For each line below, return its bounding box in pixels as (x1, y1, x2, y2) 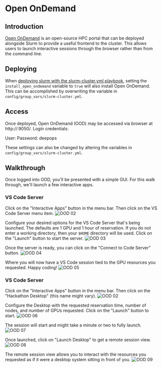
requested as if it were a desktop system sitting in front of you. (5, 357, 131, 363)
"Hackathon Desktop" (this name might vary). (5, 293, 96, 299)
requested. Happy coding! (5, 264, 57, 270)
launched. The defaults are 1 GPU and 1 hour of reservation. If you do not (5, 225, 151, 231)
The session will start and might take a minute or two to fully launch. (5, 322, 142, 328)
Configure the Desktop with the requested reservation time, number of (5, 303, 146, 309)
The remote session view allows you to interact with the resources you (5, 351, 146, 357)
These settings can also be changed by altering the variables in (5, 144, 132, 150)
